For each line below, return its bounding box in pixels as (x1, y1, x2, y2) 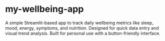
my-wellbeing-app (5, 3, 84, 15)
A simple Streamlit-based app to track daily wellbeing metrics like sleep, (5, 20, 154, 26)
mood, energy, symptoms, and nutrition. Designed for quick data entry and (5, 25, 159, 31)
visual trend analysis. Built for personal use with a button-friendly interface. (5, 30, 160, 36)
